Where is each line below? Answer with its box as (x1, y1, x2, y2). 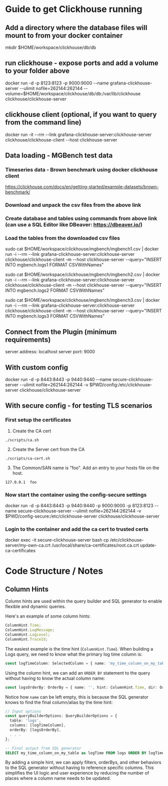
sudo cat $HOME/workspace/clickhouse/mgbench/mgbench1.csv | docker (5, 246, 159, 252)
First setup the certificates (5, 416, 71, 423)
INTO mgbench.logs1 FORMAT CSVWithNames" (5, 262, 104, 268)
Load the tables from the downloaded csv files (5, 235, 120, 242)
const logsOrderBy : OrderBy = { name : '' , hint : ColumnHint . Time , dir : (5, 685, 157, 690)
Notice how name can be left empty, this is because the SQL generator (5, 694, 148, 700)
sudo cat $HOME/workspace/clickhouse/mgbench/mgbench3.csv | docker (5, 297, 160, 303)
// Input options (5, 709, 41, 714)
